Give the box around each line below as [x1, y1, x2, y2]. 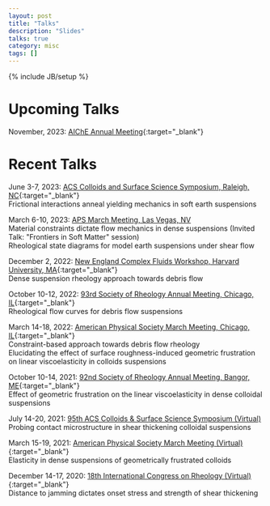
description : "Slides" [8, 27, 85, 35]
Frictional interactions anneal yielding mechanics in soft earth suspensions [8, 199, 257, 209]
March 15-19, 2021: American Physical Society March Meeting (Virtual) [8, 438, 243, 448]
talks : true [8, 34, 49, 43]
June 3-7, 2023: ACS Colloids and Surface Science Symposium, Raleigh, [8, 181, 250, 191]
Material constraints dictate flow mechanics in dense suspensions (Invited [8, 223, 255, 233]
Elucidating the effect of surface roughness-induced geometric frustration [8, 347, 256, 357]
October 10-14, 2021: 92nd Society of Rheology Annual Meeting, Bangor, [8, 372, 251, 381]
